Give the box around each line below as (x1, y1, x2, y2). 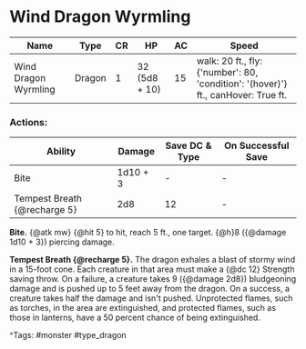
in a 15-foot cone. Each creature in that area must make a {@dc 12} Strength (9, 264, 295, 274)
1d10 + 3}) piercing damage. (9, 236, 116, 247)
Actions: (9, 115, 48, 128)
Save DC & (165, 139, 212, 152)
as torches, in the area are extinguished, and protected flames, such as (9, 303, 276, 314)
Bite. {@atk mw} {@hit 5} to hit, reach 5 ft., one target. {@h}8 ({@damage (9, 227, 287, 238)
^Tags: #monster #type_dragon (9, 330, 127, 341)
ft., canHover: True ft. (196, 88, 288, 101)
